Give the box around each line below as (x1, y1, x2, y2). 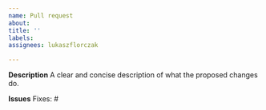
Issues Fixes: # (8, 94, 58, 104)
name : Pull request (8, 11, 74, 20)
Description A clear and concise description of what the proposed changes (8, 70, 258, 80)
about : (8, 19, 30, 27)
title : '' (8, 26, 42, 34)
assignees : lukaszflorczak (8, 41, 99, 49)
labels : (8, 33, 34, 42)
